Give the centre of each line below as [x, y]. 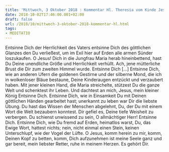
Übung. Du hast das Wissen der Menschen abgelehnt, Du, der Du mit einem [84, 106]
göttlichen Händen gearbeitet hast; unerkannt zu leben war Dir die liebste [81, 101]
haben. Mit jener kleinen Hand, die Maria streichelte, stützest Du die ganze [82, 85]
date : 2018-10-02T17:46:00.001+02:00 [45, 15]
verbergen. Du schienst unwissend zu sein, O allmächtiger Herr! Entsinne [81, 117]
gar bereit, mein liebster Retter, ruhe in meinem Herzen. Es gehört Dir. [77, 144]
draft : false [19, 19]
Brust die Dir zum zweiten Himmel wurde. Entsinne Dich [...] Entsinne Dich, [82, 69]
